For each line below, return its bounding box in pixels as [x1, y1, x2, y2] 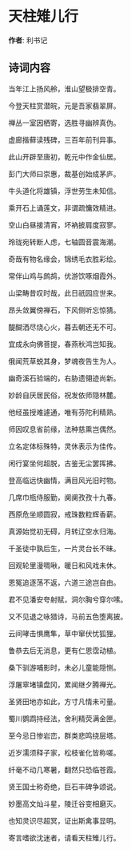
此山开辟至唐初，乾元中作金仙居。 [8, 151, 121, 161]
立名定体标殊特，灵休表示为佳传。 [8, 441, 121, 451]
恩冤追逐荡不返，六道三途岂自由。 [8, 578, 121, 587]
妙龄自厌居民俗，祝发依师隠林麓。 [8, 390, 121, 400]
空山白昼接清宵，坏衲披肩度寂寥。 [8, 220, 121, 229]
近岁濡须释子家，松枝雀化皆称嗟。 [8, 747, 121, 757]
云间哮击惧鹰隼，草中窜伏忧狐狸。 [8, 628, 121, 638]
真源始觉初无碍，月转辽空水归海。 [8, 526, 121, 536]
